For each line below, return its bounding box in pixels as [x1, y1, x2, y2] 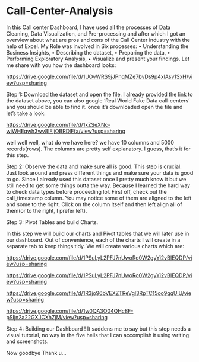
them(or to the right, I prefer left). [6, 207, 87, 214]
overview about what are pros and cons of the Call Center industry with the [6, 36, 190, 43]
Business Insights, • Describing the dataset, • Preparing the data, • [6, 49, 170, 56]
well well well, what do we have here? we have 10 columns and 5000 [6, 139, 174, 146]
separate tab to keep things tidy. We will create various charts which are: [6, 242, 184, 249]
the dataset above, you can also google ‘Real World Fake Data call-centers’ [6, 97, 190, 104]
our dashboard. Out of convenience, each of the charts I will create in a [6, 236, 181, 244]
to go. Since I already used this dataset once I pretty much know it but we [6, 175, 187, 182]
